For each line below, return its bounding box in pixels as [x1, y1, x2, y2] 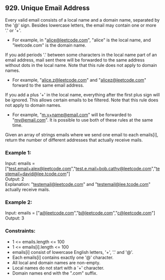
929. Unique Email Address [5, 4, 90, 12]
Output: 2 [5, 176, 25, 182]
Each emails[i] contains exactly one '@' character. [12, 254, 114, 260]
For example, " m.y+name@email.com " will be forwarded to [12, 112, 132, 118]
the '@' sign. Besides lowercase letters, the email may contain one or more [5, 22, 157, 28]
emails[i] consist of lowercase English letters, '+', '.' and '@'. [12, 249, 134, 255]
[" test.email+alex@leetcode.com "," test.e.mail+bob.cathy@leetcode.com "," [5, 166, 156, 172]
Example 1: [5, 149, 31, 156]
